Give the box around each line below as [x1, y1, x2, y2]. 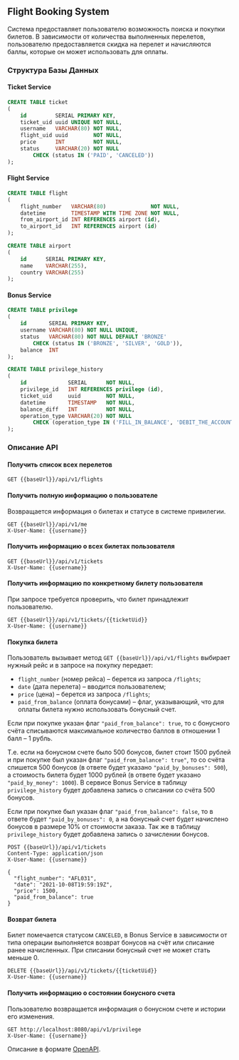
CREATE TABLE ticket [7, 98, 69, 106]
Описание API [7, 442, 58, 452]
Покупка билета [7, 638, 58, 646]
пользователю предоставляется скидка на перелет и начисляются [7, 39, 211, 49]
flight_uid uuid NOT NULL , [20, 132, 122, 139]
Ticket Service [7, 83, 52, 91]
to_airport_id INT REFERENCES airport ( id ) [20, 223, 158, 230]
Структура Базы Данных [7, 65, 99, 75]
